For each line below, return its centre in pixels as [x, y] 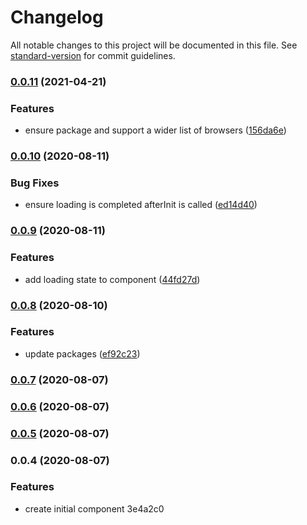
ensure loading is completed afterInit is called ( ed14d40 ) [141, 205]
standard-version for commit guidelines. [93, 55]
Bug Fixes [35, 183]
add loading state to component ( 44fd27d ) [112, 279]
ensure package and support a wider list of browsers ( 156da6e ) [155, 130]
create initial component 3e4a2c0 [94, 508]
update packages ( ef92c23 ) [82, 353]
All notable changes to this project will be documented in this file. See [154, 45]
